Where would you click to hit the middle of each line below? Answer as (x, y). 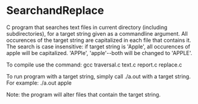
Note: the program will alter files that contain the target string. (84, 94)
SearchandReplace (55, 11)
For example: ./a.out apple (39, 83)
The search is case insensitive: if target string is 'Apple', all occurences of (98, 47)
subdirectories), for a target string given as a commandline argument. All (97, 33)
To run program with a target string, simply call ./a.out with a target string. (99, 76)
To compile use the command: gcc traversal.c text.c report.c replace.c (94, 65)
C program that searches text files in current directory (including (87, 27)
